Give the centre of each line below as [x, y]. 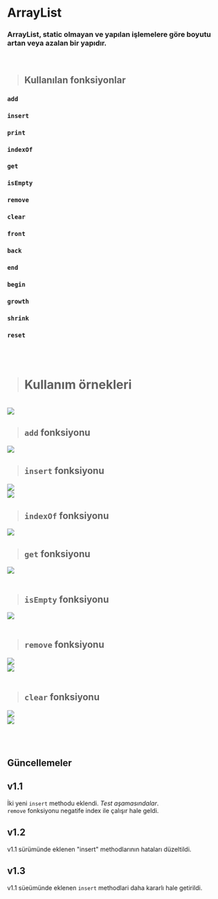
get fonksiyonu [57, 554]
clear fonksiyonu [62, 697]
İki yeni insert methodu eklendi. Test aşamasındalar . [83, 803]
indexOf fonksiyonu [66, 516]
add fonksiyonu [57, 433]
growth [18, 301]
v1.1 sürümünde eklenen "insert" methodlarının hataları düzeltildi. [99, 849]
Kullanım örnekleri [78, 385]
